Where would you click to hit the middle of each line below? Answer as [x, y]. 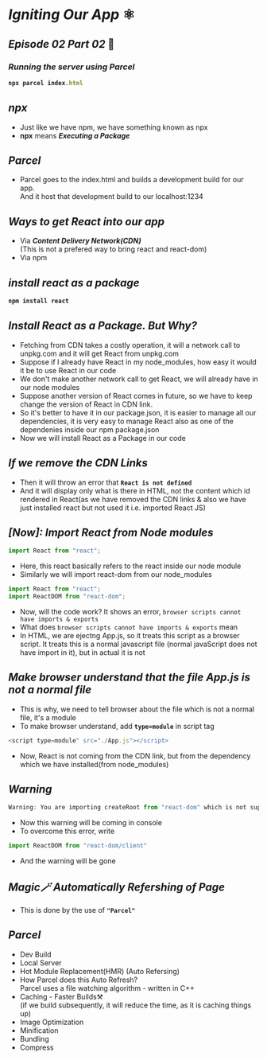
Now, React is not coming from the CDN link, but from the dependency [135, 756]
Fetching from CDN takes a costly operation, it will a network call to [130, 345]
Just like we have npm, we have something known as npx [114, 127]
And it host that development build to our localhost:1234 [112, 197]
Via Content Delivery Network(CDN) [80, 241]
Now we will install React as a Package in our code [103, 438]
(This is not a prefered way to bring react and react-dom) [113, 249]
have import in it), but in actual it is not [82, 652]
